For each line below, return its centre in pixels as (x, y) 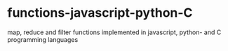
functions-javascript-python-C (100, 13)
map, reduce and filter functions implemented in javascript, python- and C (114, 32)
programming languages (43, 39)
